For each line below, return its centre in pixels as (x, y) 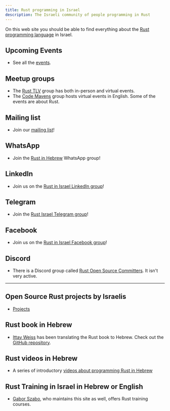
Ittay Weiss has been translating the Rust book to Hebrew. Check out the (88, 337)
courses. (22, 404)
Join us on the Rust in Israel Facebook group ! (60, 243)
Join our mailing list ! (33, 129)
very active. (25, 276)
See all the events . (32, 63)
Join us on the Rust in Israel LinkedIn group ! (58, 186)
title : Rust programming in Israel (43, 10)
